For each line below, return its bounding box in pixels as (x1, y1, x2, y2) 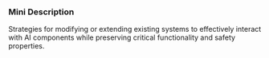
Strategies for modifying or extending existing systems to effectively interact (8, 25, 262, 34)
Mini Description (8, 6, 75, 17)
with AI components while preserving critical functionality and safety (8, 33, 235, 42)
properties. (8, 41, 45, 51)
